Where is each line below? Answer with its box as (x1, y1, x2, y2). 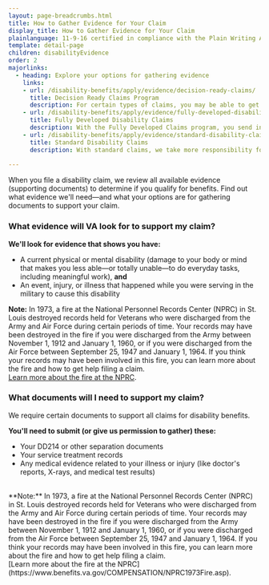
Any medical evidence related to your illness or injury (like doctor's (19, 458, 240, 468)
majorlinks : (8, 64, 48, 72)
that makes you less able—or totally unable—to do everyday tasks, (19, 263, 240, 272)
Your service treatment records (19, 450, 123, 459)
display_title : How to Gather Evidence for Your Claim (8, 26, 195, 34)
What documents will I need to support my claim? (8, 392, 204, 403)
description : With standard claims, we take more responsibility (29, 146, 252, 154)
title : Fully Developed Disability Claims (29, 116, 174, 124)
